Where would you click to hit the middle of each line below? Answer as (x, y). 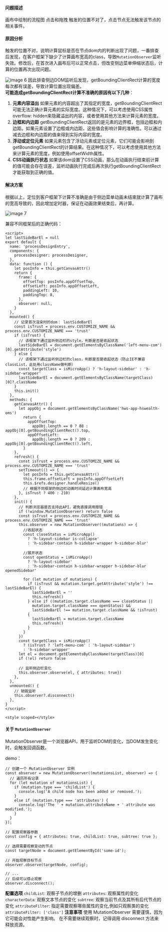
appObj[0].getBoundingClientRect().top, (48, 430)
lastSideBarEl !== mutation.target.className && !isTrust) (94, 610)
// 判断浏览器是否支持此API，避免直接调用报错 (60, 507)
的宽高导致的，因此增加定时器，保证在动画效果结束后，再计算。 (71, 203)
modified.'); (19, 809)
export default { (23, 242)
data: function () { (31, 264)
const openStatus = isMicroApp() (58, 557)
